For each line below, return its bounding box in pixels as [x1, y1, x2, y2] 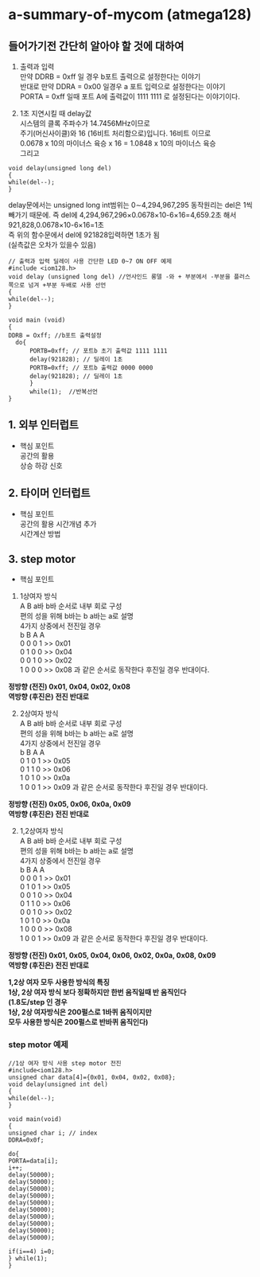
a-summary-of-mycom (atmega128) [8, 6, 252, 24]
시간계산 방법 [19, 529, 61, 538]
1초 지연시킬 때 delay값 [19, 109, 92, 118]
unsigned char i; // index [8, 1129, 98, 1137]
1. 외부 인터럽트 [8, 418, 80, 432]
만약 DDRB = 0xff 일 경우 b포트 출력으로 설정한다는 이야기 [19, 72, 201, 81]
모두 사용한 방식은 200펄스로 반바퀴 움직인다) [8, 1017, 149, 1027]
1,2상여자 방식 [19, 826, 64, 836]
